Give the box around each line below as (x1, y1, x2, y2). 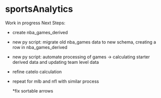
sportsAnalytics (5, 3, 73, 15)
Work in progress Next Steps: (5, 20, 66, 26)
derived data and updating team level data (12, 59, 99, 65)
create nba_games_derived (12, 29, 68, 35)
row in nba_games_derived (12, 44, 68, 50)
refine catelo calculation (12, 68, 62, 75)
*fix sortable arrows (12, 88, 54, 94)
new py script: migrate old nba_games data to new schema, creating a (12, 39, 157, 45)
